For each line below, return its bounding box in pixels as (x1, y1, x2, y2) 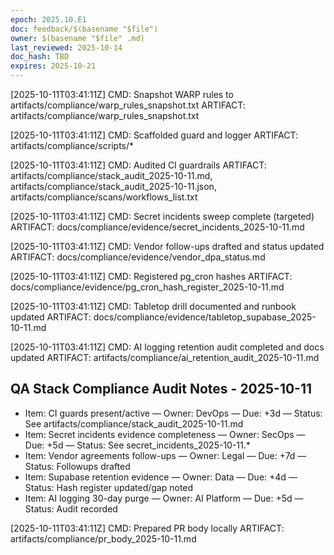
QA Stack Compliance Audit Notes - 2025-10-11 (10, 381, 313, 398)
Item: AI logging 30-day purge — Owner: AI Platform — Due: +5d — (24, 492, 304, 504)
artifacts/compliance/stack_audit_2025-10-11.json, (10, 181, 217, 192)
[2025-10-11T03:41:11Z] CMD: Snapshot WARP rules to (10, 89, 234, 100)
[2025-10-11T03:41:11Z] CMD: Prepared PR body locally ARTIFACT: (10, 522, 285, 534)
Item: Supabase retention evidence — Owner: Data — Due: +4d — (24, 471, 298, 483)
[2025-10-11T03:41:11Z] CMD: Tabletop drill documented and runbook (10, 301, 297, 312)
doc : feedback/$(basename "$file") (10, 24, 159, 34)
